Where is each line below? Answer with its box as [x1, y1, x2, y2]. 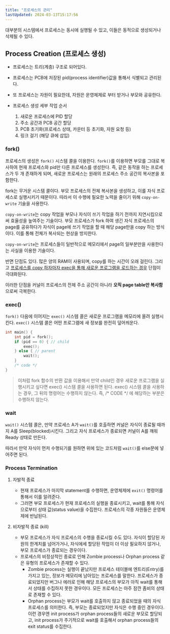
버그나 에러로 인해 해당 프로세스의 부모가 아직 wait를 [49, 579, 153, 585]
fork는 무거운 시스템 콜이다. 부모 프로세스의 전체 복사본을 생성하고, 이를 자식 [5, 188, 156, 194]
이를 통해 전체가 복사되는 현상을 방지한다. [16, 230, 97, 236]
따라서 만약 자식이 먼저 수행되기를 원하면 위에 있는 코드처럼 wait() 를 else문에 [5, 445, 159, 451]
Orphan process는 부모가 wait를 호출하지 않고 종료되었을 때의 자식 [27, 598, 161, 604]
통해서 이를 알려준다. [20, 494, 61, 500]
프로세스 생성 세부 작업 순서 [12, 103, 67, 109]
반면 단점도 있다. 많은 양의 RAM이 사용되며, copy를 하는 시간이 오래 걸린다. [5, 258, 154, 264]
